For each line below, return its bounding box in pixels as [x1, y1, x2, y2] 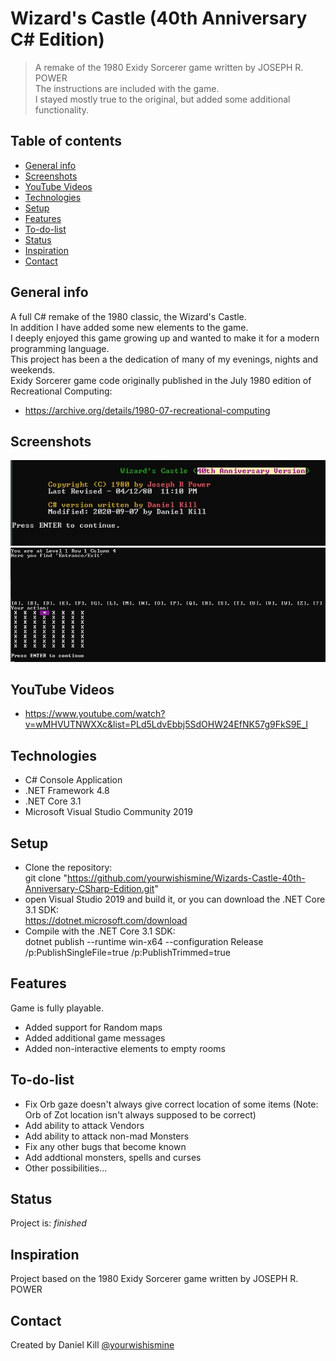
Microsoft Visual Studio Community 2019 [24, 806, 193, 818]
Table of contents [10, 133, 122, 150]
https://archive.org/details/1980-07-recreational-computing [24, 404, 271, 416]
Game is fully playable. [10, 1002, 104, 1014]
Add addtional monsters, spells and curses [24, 1151, 202, 1163]
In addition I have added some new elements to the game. [10, 321, 249, 333]
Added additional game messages [24, 1032, 166, 1044]
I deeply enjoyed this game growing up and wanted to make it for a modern [10, 332, 320, 344]
